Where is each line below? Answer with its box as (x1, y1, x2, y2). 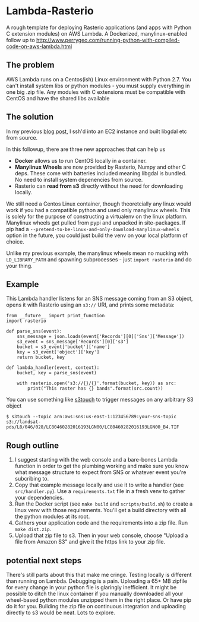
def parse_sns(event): (6, 329, 62, 334)
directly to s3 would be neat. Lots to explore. (6, 609, 116, 616)
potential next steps (6, 555, 82, 566)
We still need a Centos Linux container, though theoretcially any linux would (6, 200, 191, 207)
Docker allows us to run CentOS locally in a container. (14, 157, 147, 164)
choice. (6, 238, 25, 245)
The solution (6, 112, 54, 122)
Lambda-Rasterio (6, 4, 94, 18)
